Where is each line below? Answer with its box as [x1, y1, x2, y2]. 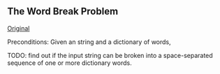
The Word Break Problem [7, 6, 119, 17]
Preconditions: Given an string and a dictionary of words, [7, 38, 171, 46]
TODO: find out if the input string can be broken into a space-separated [7, 51, 213, 59]
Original [7, 24, 30, 32]
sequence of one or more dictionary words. [7, 59, 132, 67]
